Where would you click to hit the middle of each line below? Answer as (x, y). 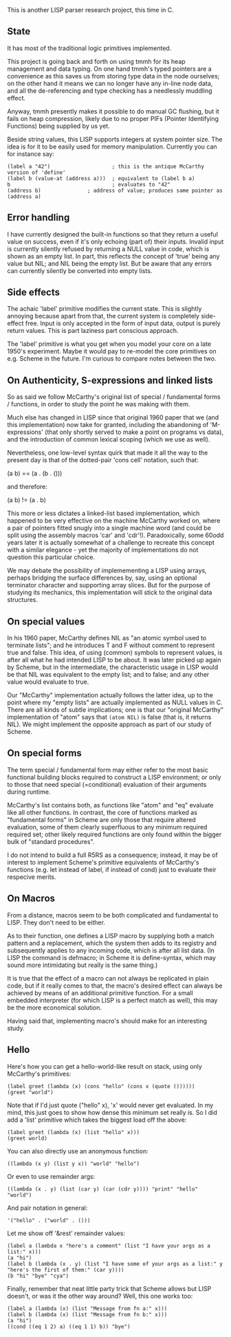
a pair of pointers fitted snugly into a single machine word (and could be (109, 528)
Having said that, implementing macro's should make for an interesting (107, 1021)
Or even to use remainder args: (51, 1176)
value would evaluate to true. (48, 682)
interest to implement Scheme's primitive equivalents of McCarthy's (103, 862)
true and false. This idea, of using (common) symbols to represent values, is (115, 653)
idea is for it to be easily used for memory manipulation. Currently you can (112, 146)
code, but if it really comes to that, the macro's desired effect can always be (115, 986)
